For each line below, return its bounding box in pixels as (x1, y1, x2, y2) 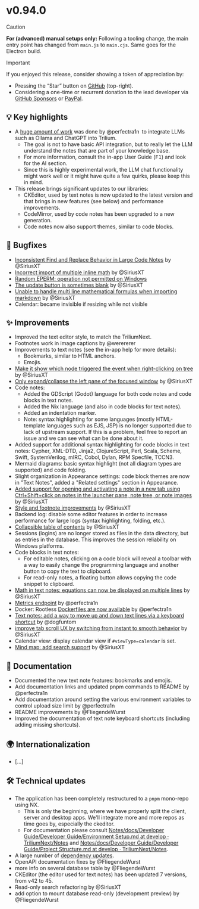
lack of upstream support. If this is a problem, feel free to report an (23, 429, 187, 436)
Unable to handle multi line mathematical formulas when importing (14, 287, 178, 295)
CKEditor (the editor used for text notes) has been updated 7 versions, (14, 871, 187, 878)
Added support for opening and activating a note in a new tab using (14, 485, 181, 492)
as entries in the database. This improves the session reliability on (14, 536, 176, 543)
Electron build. (6, 47, 42, 54)
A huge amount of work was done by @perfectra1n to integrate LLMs (14, 128, 185, 135)
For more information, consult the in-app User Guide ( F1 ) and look (23, 153, 186, 160)
